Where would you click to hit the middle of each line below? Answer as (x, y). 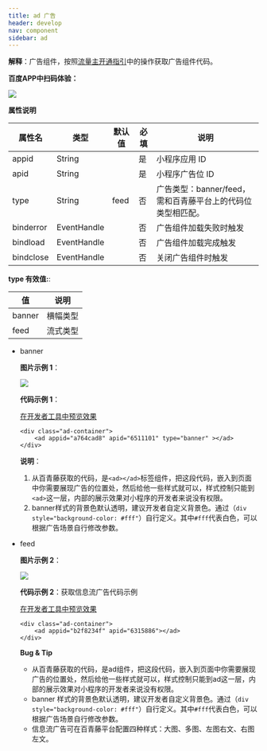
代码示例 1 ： (40, 400)
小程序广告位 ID (185, 174)
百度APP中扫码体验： (43, 78)
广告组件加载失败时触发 (200, 228)
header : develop (35, 23)
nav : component (33, 30)
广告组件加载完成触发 (196, 243)
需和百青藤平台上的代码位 (204, 201)
